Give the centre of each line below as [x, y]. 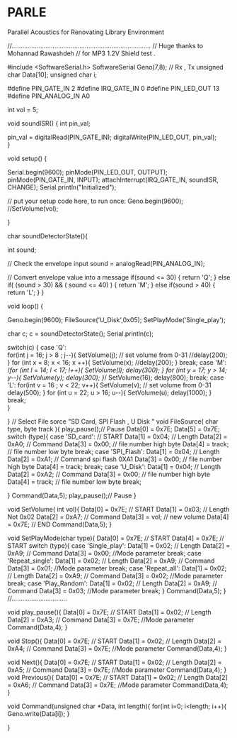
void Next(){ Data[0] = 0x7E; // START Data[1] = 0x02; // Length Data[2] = [115, 662]
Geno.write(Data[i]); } [39, 713]
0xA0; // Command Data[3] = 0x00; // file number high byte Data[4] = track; [118, 444]
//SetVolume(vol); [33, 208]
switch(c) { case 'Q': [37, 347]
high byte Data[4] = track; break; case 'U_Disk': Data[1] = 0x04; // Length [114, 466]
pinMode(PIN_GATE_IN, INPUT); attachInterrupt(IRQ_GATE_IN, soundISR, [113, 180]
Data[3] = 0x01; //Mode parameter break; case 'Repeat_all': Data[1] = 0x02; [117, 568]
